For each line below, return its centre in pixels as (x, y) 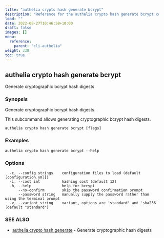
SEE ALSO (17, 219)
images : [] (16, 32)
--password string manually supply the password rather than (84, 195)
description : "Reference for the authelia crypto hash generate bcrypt (79, 14)
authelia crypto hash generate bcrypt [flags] (53, 128)
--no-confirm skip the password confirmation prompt (80, 190)
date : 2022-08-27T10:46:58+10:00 (39, 23)
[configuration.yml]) (27, 177)
